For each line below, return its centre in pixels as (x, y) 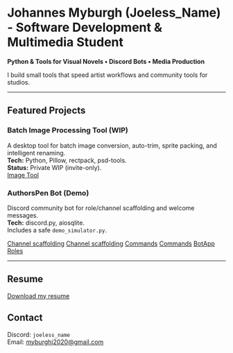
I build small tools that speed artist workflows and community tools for (107, 75)
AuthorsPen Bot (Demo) (48, 193)
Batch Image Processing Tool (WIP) (68, 130)
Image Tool (23, 175)
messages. (23, 215)
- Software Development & (85, 27)
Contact (25, 318)
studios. (19, 82)
